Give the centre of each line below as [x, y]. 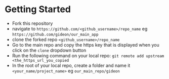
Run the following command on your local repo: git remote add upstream [88, 55]
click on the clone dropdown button [49, 50]
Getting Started [38, 9]
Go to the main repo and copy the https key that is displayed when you [86, 45]
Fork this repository [32, 23]
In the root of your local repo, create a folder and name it [71, 65]
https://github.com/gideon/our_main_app [55, 34]
